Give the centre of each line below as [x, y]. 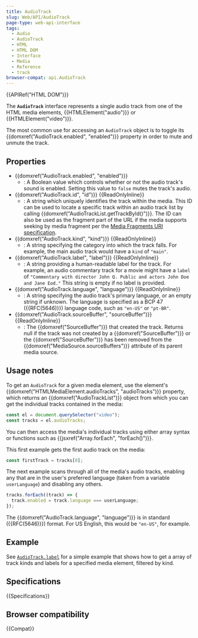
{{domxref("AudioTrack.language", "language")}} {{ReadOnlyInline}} [98, 289]
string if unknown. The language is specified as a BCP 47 [93, 302]
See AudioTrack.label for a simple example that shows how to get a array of [99, 556]
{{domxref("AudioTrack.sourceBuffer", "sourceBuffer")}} [83, 314]
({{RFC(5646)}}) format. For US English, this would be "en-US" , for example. [98, 524]
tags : [13, 28]
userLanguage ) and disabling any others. [54, 484]
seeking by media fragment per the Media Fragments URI [93, 226]
